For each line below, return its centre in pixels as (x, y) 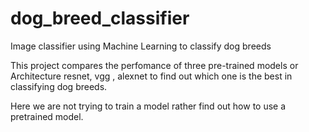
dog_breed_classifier (100, 18)
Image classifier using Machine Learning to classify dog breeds (141, 46)
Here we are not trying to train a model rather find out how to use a (148, 106)
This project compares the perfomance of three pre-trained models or (154, 65)
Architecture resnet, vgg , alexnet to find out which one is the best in (151, 76)
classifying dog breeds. (59, 86)
